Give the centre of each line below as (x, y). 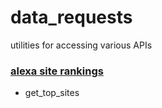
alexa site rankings (57, 71)
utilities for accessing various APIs (81, 45)
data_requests (71, 17)
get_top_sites (52, 93)
